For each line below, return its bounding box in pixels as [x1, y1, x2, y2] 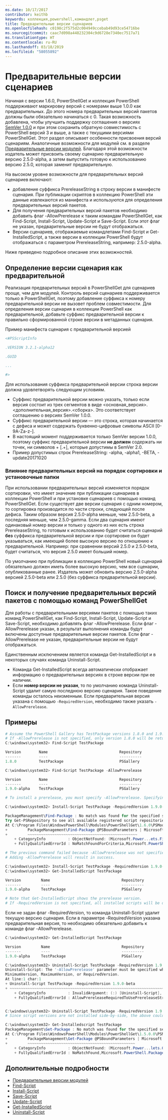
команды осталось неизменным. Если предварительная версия [12, 693, 150, 699]
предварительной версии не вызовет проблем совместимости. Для [5, 301, 151, 307]
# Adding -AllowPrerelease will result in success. [5, 855, 115, 860]
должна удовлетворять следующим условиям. [5, 386, 105, 393]
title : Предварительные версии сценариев [5, 21, 93, 27]
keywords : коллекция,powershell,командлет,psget [5, 17, 108, 22]
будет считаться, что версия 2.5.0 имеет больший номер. [5, 548, 129, 554]
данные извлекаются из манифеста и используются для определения [12, 197, 162, 203]
